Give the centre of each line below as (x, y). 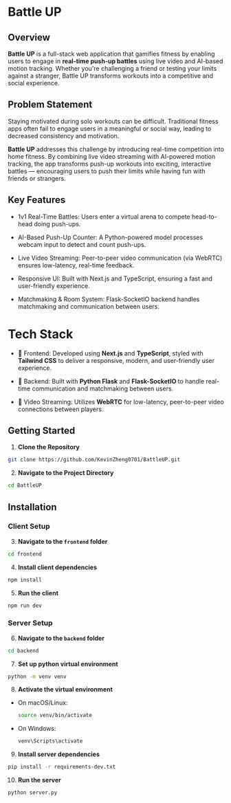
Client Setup (29, 527)
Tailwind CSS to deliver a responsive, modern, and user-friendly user (116, 360)
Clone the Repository (48, 447)
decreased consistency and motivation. (64, 135)
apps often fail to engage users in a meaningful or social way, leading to (110, 129)
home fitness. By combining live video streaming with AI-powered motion (112, 156)
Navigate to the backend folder (61, 638)
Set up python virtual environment (68, 663)
